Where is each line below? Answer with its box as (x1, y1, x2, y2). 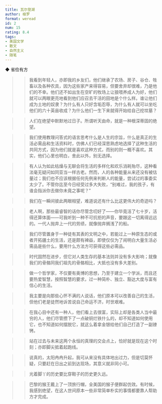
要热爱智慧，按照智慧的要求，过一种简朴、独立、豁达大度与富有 (29, 276, 157, 282)
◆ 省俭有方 (5, 67, 28, 72)
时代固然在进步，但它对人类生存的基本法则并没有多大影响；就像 (29, 254, 157, 260)
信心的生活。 (29, 282, 55, 289)
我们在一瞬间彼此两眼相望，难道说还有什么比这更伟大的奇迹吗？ (29, 198, 157, 204)
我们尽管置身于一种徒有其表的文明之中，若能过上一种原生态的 (29, 231, 153, 237)
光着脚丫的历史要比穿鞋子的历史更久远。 (29, 371, 110, 377)
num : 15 (5, 25, 21, 30)
